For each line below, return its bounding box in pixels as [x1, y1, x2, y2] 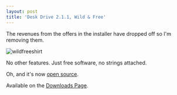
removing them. [6, 36, 44, 43]
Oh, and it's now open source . [6, 70, 79, 77]
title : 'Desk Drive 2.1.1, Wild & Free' [6, 14, 107, 20]
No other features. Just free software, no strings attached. [6, 59, 147, 66]
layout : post [6, 8, 38, 15]
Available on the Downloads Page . [6, 82, 88, 89]
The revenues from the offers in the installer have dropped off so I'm [6, 30, 172, 37]
